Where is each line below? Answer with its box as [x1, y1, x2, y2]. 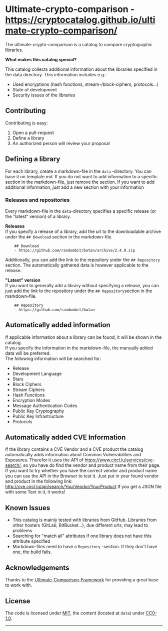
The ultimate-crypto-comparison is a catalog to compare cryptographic [5, 41, 152, 47]
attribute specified [12, 538, 50, 544]
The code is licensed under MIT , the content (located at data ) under [5, 610, 145, 616]
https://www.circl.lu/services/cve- [84, 457, 155, 463]
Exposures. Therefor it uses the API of [5, 457, 84, 463]
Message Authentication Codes [12, 403, 77, 409]
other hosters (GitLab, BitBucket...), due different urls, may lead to [12, 522, 148, 528]
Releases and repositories [5, 197, 70, 204]
